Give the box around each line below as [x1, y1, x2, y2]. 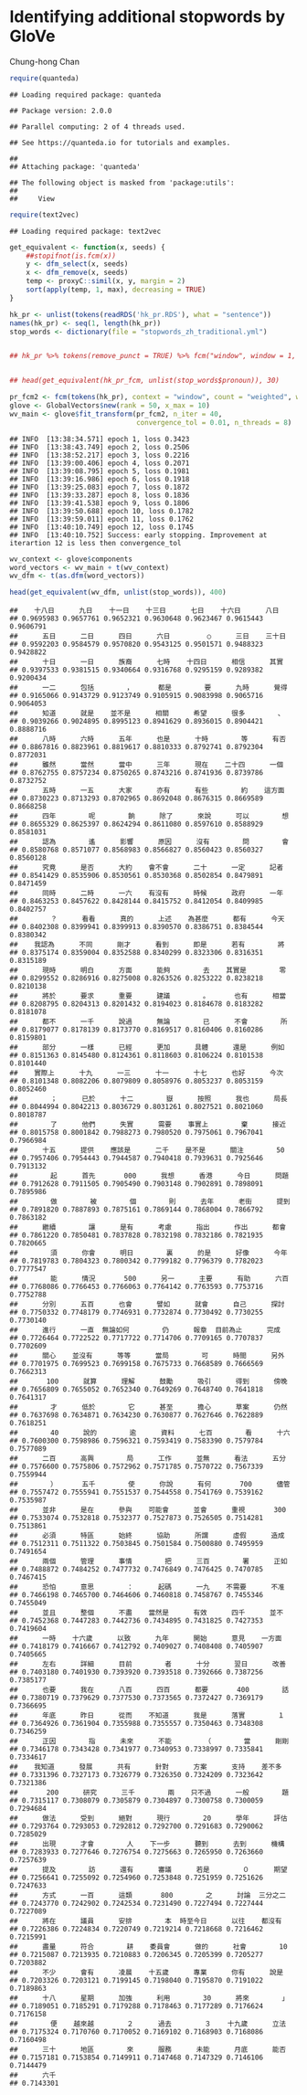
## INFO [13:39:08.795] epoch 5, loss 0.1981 [9, 466, 190, 476]
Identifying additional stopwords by [9, 6, 286, 27]
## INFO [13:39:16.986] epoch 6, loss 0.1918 [9, 474, 190, 483]
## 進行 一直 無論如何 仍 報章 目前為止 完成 [9, 1326, 281, 1335]
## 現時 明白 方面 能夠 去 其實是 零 [9, 966, 286, 975]
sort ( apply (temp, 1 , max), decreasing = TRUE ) [26, 285, 206, 294]
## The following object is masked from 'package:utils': [9, 178, 235, 187]
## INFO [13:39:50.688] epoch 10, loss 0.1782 [9, 506, 195, 515]
